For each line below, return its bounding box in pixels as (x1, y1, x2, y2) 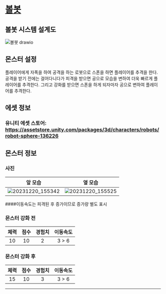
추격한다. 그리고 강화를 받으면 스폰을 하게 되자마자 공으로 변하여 (22, 82, 145, 88)
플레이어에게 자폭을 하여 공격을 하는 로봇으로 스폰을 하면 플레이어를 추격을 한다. (5, 69, 158, 75)
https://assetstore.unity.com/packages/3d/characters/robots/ (5, 126, 160, 133)
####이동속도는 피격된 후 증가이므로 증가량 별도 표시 (5, 201, 107, 207)
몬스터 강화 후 (5, 253, 36, 260)
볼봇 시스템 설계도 (5, 25, 56, 34)
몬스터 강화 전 (5, 214, 36, 221)
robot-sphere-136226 (5, 133, 59, 140)
